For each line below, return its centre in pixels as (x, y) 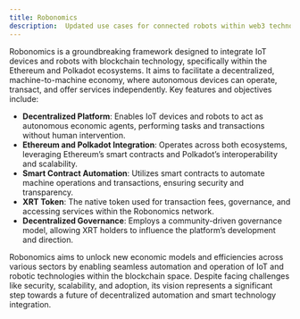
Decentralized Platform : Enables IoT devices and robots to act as (142, 116)
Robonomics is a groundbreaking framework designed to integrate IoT (138, 51)
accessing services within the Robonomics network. (118, 211)
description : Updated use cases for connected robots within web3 (137, 26)
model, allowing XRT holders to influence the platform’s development (149, 230)
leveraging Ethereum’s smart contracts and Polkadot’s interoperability (150, 154)
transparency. (48, 192)
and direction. (48, 239)
